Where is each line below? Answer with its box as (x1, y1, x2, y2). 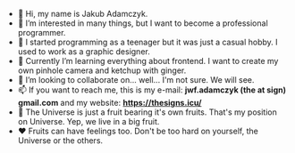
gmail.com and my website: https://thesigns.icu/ (17, 98, 202, 108)
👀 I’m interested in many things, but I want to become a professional (17, 18, 268, 28)
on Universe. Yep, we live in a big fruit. (17, 117, 160, 126)
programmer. (17, 28, 66, 37)
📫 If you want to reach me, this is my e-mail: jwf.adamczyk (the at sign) (17, 85, 286, 95)
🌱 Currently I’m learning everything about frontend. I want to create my (17, 56, 279, 66)
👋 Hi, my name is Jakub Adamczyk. (17, 9, 148, 19)
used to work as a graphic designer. (17, 46, 150, 57)
